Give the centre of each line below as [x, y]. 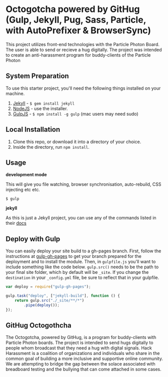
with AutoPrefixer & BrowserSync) [78, 31]
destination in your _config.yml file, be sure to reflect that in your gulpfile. [82, 278]
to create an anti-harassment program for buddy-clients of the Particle [78, 55]
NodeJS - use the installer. [40, 108]
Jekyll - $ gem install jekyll [43, 103]
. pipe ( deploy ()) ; [41, 305]
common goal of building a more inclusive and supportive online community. [84, 358]
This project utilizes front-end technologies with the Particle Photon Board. [82, 44]
